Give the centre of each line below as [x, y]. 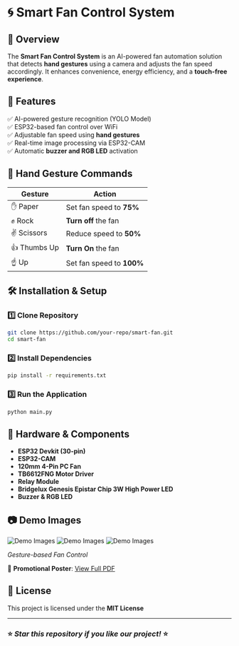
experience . [26, 79]
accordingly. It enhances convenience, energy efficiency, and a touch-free [117, 71]
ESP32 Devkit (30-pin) [52, 451]
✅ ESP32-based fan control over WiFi [63, 126]
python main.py [30, 412]
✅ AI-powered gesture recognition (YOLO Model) [79, 118]
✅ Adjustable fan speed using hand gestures [74, 135]
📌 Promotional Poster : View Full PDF [61, 569]
